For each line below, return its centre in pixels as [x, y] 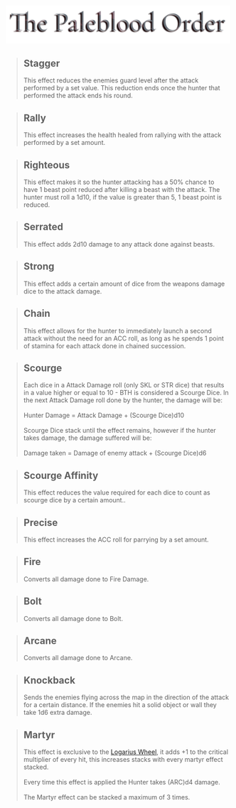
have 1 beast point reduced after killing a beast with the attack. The [122, 190]
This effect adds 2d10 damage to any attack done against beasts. [119, 244]
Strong [39, 267]
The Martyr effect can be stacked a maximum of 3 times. [107, 797]
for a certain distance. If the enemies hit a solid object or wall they [120, 705]
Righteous [47, 165]
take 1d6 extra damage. [58, 713]
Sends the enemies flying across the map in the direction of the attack [126, 697]
